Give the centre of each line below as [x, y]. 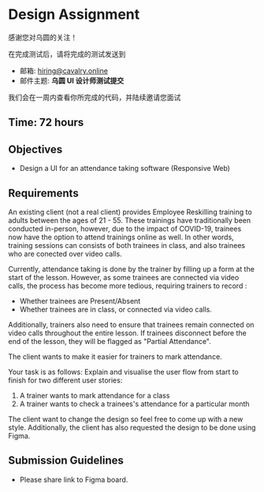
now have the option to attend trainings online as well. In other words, [121, 237]
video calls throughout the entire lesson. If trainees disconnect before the [127, 333]
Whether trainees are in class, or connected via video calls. [116, 309]
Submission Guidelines [66, 461]
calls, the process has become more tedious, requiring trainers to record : [128, 286]
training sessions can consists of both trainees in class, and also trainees [127, 245]
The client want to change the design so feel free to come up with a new [126, 419]
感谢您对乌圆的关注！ [43, 37]
